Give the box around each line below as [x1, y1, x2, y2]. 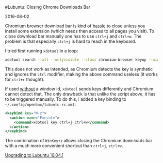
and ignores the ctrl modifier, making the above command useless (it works [5, 71, 158, 77]
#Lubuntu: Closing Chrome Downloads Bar [5, 4, 91, 10]
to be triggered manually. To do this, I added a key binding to [5, 96, 127, 102]
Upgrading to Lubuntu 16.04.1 [5, 152, 64, 158]
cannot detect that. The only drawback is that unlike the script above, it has [5, 91, 156, 97]
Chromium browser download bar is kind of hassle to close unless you [5, 23, 146, 29]
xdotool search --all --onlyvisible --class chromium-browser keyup [5, 57, 147, 62]
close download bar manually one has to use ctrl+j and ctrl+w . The [5, 34, 142, 39]
